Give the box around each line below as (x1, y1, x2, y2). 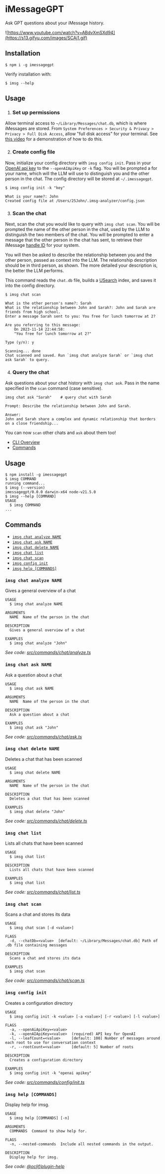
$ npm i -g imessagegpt (5, 62, 54, 68)
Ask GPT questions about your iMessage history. (5, 20, 105, 26)
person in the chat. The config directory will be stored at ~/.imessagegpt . (5, 175, 153, 182)
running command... (5, 481, 45, 486)
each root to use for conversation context (5, 1040, 96, 1045)
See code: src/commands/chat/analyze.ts (5, 650, 91, 656)
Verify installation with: (5, 71, 52, 77)
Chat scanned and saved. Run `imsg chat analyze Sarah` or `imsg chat (5, 353, 154, 358)
